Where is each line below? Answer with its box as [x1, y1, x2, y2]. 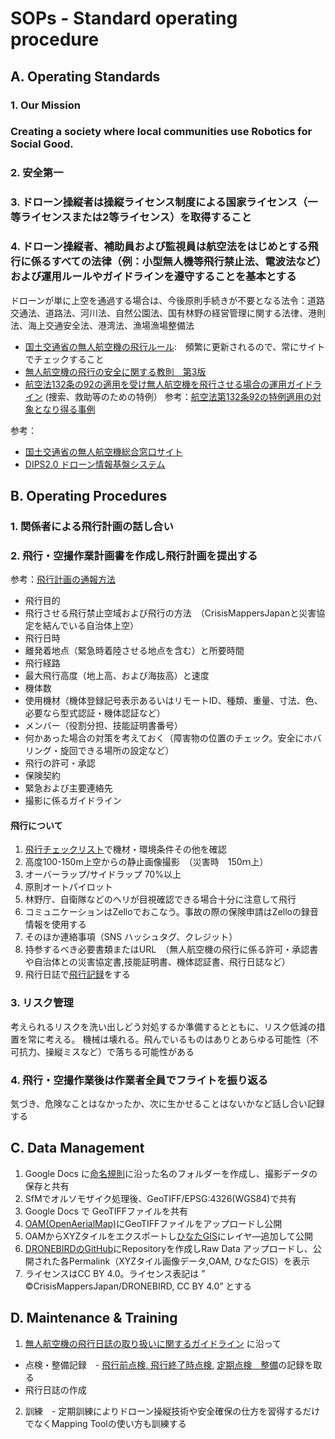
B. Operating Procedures [10, 487, 168, 504]
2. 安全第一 [10, 166, 64, 180]
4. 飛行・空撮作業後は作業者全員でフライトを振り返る [10, 1073, 268, 1087]
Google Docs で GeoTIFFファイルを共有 [24, 1205, 189, 1217]
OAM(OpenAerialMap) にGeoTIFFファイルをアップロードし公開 [24, 1217, 283, 1229]
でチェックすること [24, 353, 105, 365]
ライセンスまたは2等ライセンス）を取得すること [20, 210, 252, 224]
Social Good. [10, 137, 74, 151]
